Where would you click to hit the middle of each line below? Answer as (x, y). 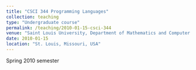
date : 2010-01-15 (27, 38)
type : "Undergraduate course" (43, 22)
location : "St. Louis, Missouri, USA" (53, 44)
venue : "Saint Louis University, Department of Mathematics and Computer (98, 33)
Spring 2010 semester (33, 60)
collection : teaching (33, 17)
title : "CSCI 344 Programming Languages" (58, 11)
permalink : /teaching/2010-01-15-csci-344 (59, 28)
